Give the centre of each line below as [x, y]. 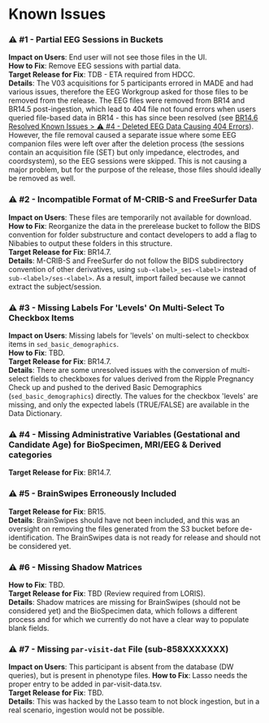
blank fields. [29, 628]
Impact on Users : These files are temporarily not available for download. [130, 217]
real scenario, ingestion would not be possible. [87, 710]
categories [30, 455]
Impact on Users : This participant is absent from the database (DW [121, 667]
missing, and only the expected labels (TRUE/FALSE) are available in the [129, 405]
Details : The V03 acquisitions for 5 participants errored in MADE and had [131, 83]
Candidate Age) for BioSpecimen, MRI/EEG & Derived [115, 445]
